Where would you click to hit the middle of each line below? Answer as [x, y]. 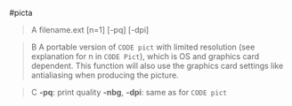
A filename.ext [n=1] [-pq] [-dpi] [90, 30]
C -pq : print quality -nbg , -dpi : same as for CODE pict [129, 92]
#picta [21, 13]
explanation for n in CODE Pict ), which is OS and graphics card [145, 56]
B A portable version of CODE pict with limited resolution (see [143, 47]
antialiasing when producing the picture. [105, 75]
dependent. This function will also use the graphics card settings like [157, 66]
